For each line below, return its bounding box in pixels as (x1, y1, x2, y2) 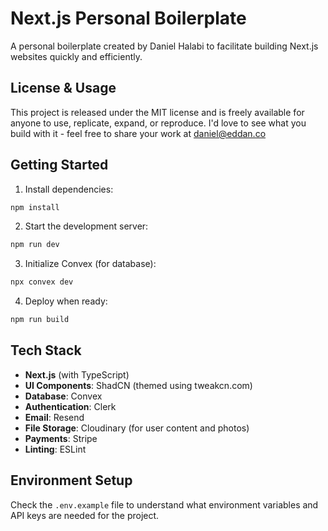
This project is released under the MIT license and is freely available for (10, 106, 305, 118)
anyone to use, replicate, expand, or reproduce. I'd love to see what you (10, 117, 307, 129)
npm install (10, 202, 60, 212)
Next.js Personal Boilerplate (10, 7, 247, 30)
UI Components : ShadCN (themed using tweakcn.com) (24, 379, 253, 391)
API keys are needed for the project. (10, 509, 160, 521)
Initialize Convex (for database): (24, 258, 157, 270)
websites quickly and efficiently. (10, 50, 143, 62)
